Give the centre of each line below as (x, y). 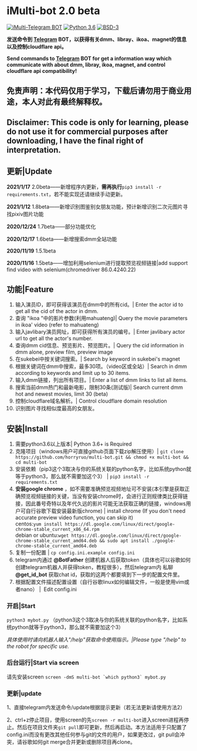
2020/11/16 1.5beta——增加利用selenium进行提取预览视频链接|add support (97, 262)
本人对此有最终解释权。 (64, 102)
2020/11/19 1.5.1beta (31, 251)
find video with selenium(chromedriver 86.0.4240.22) (72, 270)
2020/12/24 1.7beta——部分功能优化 (51, 226)
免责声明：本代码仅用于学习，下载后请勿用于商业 (95, 91)
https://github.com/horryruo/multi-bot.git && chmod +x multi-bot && (102, 457)
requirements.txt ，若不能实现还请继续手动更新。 (66, 194)
